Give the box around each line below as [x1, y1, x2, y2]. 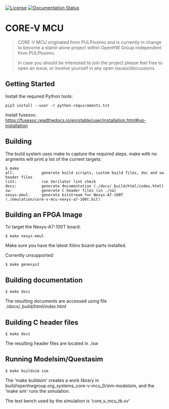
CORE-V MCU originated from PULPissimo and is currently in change [17, 39, 162, 45]
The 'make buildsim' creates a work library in [5, 377, 99, 383]
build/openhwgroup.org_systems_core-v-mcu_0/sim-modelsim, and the [5, 382, 155, 389]
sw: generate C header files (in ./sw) [5, 188, 116, 193]
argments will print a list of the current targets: [5, 156, 102, 162]
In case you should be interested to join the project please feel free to [17, 60, 163, 66]
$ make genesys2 [5, 262, 39, 267]
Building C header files [5, 318, 78, 327]
